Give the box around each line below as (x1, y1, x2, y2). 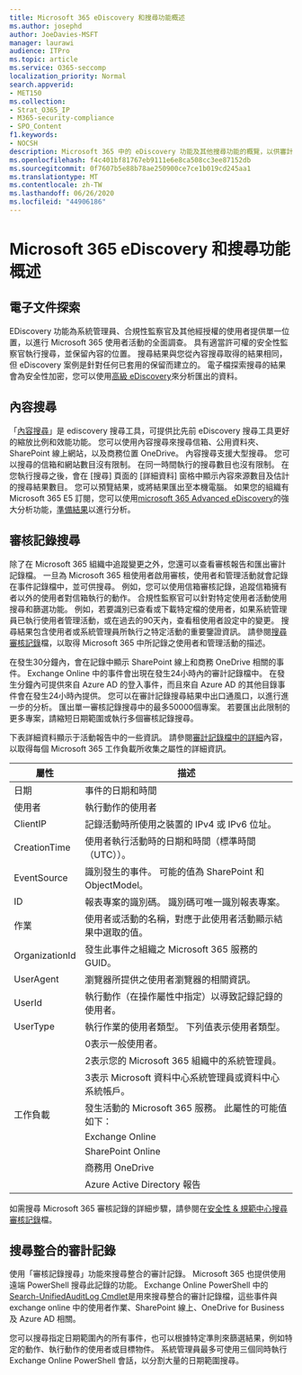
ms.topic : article (9, 55, 78, 64)
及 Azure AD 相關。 (9, 1314, 81, 1325)
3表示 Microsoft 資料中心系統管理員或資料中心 (84, 1071, 280, 1083)
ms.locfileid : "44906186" (9, 197, 106, 207)
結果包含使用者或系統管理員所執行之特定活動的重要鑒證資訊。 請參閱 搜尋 (16, 626, 288, 637)
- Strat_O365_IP (9, 105, 70, 114)
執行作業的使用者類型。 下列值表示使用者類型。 (84, 1020, 286, 1033)
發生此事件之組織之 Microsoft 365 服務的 (84, 943, 258, 955)
